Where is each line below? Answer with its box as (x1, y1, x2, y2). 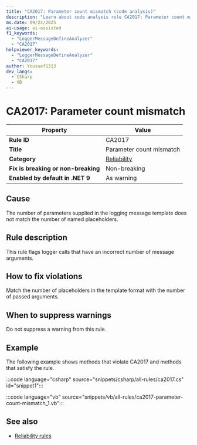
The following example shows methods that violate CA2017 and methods (6, 358, 182, 365)
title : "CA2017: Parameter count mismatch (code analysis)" (6, 8, 157, 15)
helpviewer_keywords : (6, 47, 59, 53)
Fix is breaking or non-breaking (9, 164, 100, 172)
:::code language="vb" (6, 393, 61, 400)
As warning (105, 174, 137, 182)
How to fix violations (6, 271, 83, 281)
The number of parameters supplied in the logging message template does (6, 209, 187, 216)
